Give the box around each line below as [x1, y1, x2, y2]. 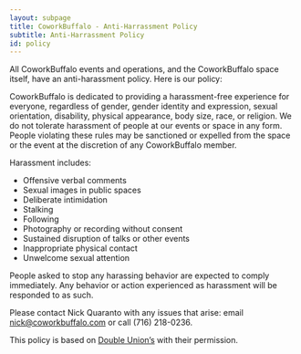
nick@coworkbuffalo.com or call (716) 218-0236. [9, 317, 193, 328]
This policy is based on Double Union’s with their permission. [9, 335, 239, 346]
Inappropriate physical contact [22, 243, 139, 254]
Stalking [22, 204, 54, 215]
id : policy [9, 38, 51, 48]
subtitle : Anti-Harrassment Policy [9, 30, 145, 39]
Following [22, 213, 59, 224]
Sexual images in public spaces [22, 184, 141, 196]
